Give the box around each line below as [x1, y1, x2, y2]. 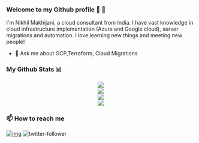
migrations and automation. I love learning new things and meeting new [6, 32, 183, 39]
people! [6, 38, 25, 46]
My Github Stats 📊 [6, 65, 62, 74]
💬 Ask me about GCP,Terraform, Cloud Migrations [14, 50, 138, 57]
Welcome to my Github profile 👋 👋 [6, 5, 106, 14]
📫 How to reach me [6, 114, 65, 123]
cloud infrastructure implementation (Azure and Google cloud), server [6, 25, 179, 32]
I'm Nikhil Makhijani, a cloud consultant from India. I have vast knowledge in [6, 19, 194, 26]
